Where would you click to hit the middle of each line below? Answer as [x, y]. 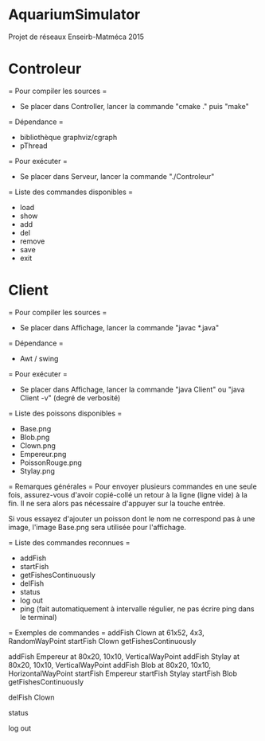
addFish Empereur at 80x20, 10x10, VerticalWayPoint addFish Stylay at [124, 656]
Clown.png [37, 445]
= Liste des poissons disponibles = [65, 413]
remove [32, 241]
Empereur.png [43, 454]
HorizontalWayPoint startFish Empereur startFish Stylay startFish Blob [123, 673]
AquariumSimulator [74, 15]
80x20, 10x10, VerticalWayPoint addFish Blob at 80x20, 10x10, [110, 665]
